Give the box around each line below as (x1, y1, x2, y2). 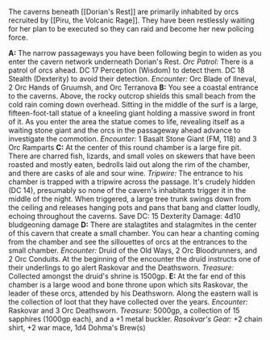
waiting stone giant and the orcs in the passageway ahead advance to (8, 125, 241, 135)
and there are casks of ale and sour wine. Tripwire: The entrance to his (8, 169, 243, 178)
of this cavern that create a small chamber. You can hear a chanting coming (8, 229, 260, 237)
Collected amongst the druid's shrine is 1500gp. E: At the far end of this (8, 271, 247, 281)
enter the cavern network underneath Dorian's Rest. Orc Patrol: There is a (8, 57, 254, 66)
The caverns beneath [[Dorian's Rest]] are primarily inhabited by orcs (8, 7, 239, 16)
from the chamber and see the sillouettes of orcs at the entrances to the (8, 237, 247, 246)
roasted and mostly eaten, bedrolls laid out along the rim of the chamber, (8, 160, 251, 169)
